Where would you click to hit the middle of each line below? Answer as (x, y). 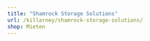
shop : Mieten (26, 26)
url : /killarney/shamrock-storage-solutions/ (75, 20)
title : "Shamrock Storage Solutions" (63, 14)
